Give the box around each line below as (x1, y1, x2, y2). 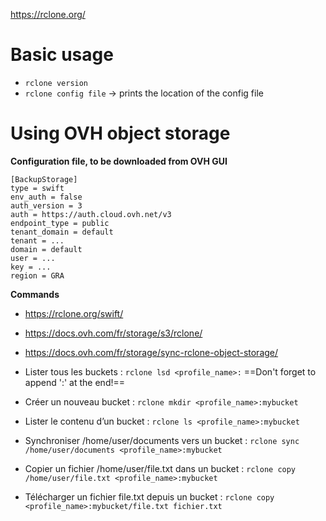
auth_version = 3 (10, 200, 83, 211)
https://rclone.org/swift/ (24, 307, 124, 319)
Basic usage (10, 44, 114, 66)
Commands (10, 288, 60, 300)
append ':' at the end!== (24, 376, 126, 388)
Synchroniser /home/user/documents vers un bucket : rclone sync (24, 434, 300, 446)
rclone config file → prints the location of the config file (24, 87, 264, 99)
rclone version (24, 78, 89, 88)
